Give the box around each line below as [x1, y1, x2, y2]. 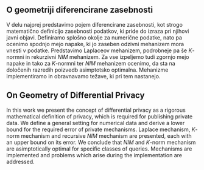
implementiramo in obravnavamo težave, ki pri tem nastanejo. [6, 72, 161, 80]
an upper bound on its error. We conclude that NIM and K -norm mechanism [6, 138, 196, 146]
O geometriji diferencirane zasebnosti [6, 5, 153, 15]
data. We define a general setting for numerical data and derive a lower [6, 119, 185, 126]
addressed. [6, 158, 35, 165]
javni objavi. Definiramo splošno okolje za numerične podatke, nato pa [6, 33, 183, 41]
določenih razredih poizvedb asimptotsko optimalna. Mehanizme [6, 66, 169, 73]
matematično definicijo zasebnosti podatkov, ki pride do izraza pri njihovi [6, 27, 189, 35]
